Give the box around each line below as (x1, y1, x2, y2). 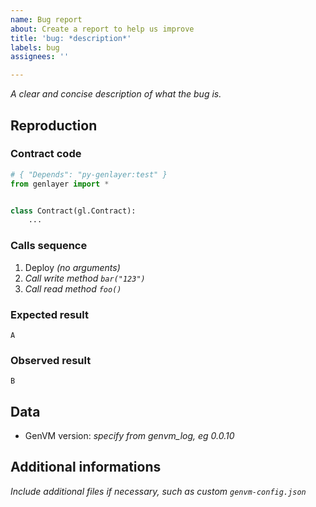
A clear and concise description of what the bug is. (10, 88, 222, 100)
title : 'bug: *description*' (10, 33, 132, 43)
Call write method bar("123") (24, 272, 146, 284)
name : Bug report (10, 14, 83, 25)
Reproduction (10, 117, 98, 134)
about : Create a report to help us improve (10, 24, 195, 34)
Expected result (10, 307, 89, 321)
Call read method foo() (24, 282, 122, 295)
